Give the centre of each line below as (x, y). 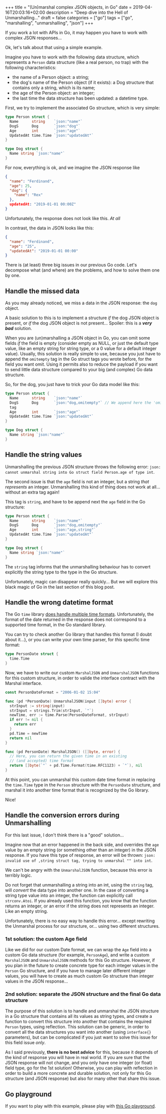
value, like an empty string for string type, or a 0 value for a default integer (81, 348)
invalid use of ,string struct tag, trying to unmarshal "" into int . (79, 860)
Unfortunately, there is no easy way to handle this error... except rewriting (80, 921)
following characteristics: (31, 67)
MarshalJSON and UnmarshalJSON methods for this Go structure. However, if (80, 960)
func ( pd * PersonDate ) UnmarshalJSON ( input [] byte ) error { (68, 701)
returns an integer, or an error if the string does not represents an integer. (80, 906)
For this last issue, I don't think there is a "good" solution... (65, 835)
